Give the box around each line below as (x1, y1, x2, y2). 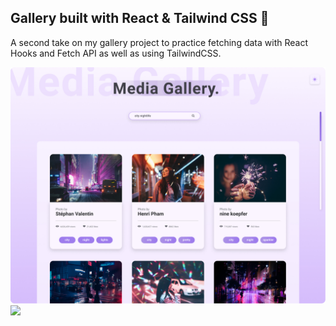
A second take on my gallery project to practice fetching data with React (10, 36, 308, 48)
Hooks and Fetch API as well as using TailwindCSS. (10, 47, 222, 59)
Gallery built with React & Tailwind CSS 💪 (10, 10, 270, 27)
